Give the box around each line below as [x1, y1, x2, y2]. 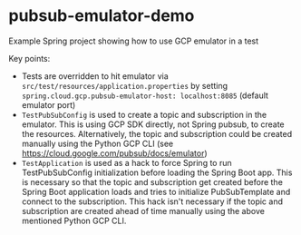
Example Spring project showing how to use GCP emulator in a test [8, 35, 259, 46]
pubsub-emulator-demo [8, 5, 195, 26]
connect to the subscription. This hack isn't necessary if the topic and [21, 196, 283, 207]
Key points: [8, 53, 51, 64]
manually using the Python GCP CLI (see [21, 138, 174, 149]
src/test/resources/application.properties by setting [21, 80, 228, 91]
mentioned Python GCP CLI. [21, 215, 127, 226]
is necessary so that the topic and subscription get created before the [21, 176, 283, 187]
